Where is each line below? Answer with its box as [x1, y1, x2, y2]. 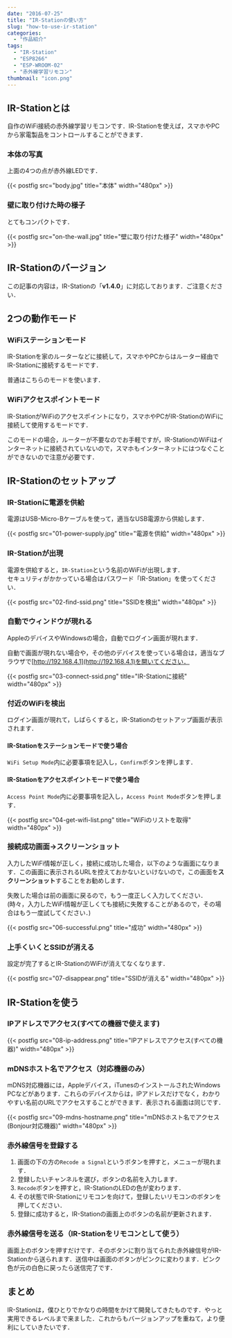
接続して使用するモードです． [7, 421, 92, 429]
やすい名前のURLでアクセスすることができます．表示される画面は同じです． [7, 1098, 225, 1107]
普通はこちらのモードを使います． [7, 376, 105, 384]
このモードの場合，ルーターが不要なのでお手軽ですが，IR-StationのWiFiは [7, 435, 218, 444]
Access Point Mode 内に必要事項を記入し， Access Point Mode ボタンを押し [7, 792, 216, 801]
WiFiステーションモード [7, 335, 87, 344]
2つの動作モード [7, 312, 78, 324]
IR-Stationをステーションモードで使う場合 [7, 741, 128, 750]
